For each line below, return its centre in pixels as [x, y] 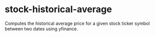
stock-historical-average [59, 9]
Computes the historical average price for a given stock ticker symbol [77, 23]
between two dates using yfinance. [42, 28]
